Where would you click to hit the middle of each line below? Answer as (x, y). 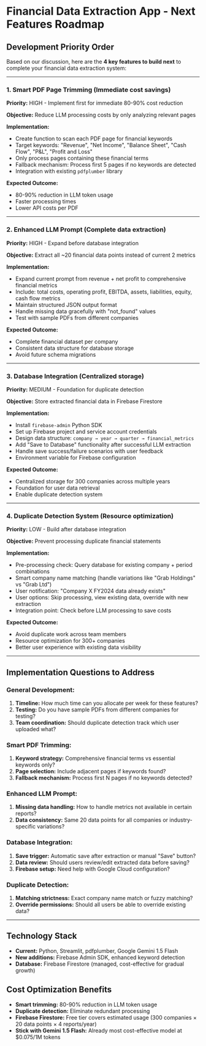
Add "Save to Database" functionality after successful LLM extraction (103, 444)
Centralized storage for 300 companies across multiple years (93, 481)
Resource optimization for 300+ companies (70, 641)
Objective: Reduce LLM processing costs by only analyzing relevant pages (101, 115)
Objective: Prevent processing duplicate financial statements (84, 541)
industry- (181, 820)
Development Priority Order (60, 47)
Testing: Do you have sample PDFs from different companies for (97, 710)
